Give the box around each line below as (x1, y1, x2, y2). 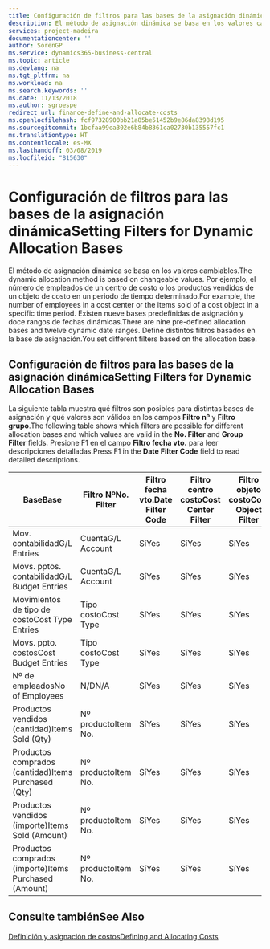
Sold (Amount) (12, 830, 68, 841)
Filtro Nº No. (83, 489, 129, 500)
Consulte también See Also (8, 910, 145, 924)
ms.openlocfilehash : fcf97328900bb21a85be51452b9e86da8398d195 (8, 116, 225, 124)
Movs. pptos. (12, 561, 62, 572)
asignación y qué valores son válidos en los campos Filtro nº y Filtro (8, 413, 235, 422)
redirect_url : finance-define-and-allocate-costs (8, 109, 178, 117)
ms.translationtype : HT (8, 131, 88, 139)
